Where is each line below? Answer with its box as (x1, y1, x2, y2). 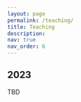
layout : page (7, 10, 46, 18)
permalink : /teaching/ (7, 17, 74, 24)
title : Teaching (7, 23, 55, 30)
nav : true (7, 37, 37, 44)
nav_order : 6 (7, 43, 46, 50)
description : (7, 30, 46, 37)
